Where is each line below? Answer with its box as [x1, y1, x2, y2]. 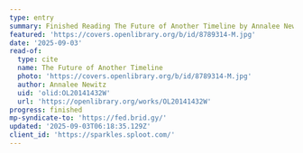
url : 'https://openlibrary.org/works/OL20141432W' [17, 96, 212, 106]
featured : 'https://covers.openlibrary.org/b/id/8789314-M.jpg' [9, 30, 256, 39]
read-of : [9, 47, 42, 56]
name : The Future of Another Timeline [17, 64, 164, 73]
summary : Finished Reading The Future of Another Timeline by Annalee [9, 22, 280, 31]
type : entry [9, 13, 54, 22]
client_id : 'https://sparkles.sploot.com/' [9, 130, 176, 139]
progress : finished [9, 105, 83, 114]
